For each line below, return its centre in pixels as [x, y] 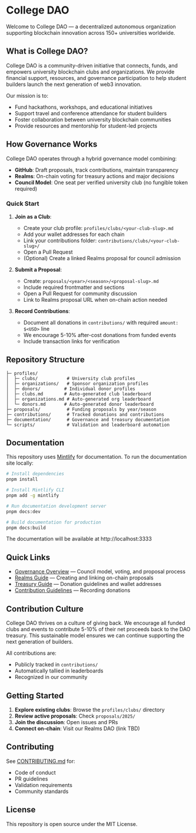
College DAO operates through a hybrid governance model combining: [92, 158]
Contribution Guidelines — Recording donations [72, 590]
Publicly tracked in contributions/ [56, 665]
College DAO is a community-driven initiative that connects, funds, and [92, 65]
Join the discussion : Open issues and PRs [66, 722]
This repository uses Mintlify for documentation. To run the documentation [97, 457]
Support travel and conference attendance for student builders [91, 113]
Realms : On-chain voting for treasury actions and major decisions [94, 176]
